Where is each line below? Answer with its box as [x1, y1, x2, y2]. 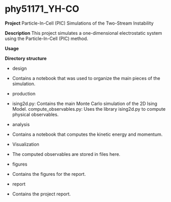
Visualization [12, 141, 39, 147]
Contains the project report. [12, 191, 71, 197]
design [12, 65, 27, 71]
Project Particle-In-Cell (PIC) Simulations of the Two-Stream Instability [5, 20, 154, 26]
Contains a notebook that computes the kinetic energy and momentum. [12, 131, 163, 137]
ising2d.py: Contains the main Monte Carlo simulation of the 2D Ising [12, 100, 157, 107]
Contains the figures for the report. [12, 171, 86, 177]
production [12, 90, 36, 96]
